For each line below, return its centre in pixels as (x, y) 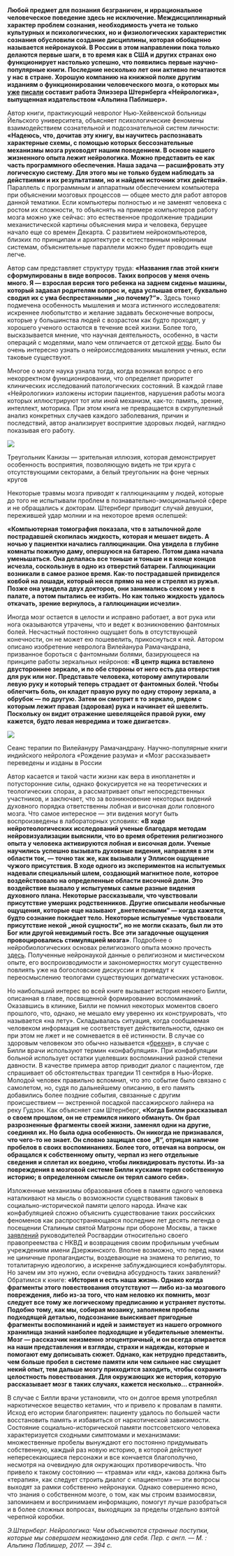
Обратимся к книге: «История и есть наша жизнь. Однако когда (105, 1280)
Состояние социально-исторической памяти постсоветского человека (114, 1427)
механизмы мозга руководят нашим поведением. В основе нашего (111, 150)
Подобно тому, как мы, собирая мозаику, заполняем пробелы (103, 1310)
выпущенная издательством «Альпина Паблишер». (87, 99)
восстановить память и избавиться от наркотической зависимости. (109, 1420)
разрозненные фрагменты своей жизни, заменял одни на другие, (109, 1125)
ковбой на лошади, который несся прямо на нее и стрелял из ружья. (113, 581)
